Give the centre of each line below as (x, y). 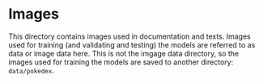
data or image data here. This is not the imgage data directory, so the (124, 53)
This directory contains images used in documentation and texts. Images (129, 36)
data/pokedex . (31, 70)
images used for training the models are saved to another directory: (121, 62)
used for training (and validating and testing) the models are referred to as (132, 44)
